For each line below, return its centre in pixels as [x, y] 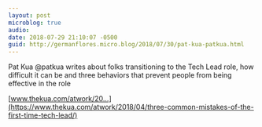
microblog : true [35, 23]
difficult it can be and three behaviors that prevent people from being [120, 75]
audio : [19, 30]
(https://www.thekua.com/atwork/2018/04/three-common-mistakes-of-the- [131, 107]
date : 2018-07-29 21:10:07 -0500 [63, 37]
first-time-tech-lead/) [43, 115]
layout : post [30, 15]
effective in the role [39, 84]
